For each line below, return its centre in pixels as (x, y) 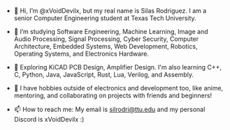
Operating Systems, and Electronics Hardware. (81, 54)
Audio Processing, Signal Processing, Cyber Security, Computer (106, 39)
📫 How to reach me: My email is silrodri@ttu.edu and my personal (109, 109)
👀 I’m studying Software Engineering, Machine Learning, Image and (111, 32)
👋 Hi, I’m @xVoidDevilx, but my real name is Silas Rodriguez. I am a (110, 11)
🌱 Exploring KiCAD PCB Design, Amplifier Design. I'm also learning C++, (118, 67)
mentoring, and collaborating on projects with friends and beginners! (113, 95)
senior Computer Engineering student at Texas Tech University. (105, 18)
